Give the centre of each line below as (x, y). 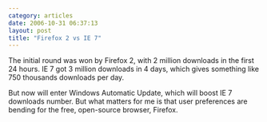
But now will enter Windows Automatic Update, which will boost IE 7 (120, 93)
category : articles (41, 16)
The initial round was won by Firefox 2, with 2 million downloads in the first (131, 61)
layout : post (30, 30)
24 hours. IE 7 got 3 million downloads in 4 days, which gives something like (134, 69)
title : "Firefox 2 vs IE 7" (55, 38)
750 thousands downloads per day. (66, 77)
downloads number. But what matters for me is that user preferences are (128, 101)
